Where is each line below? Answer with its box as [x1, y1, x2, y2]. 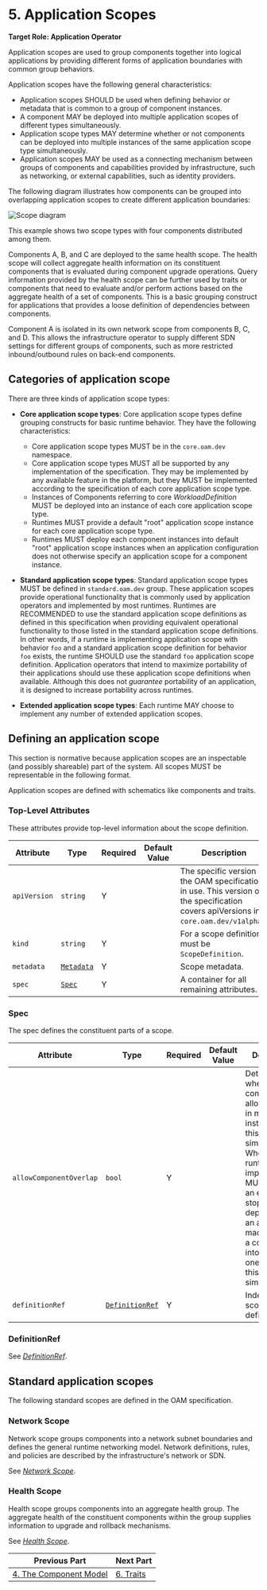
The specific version [180, 865, 257, 877]
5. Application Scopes [8, 6, 157, 24]
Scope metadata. [180, 961, 244, 972]
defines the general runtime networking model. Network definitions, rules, [8, 1442, 250, 1452]
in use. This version [180, 885, 253, 896]
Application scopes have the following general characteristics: [8, 80, 212, 89]
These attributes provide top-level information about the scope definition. [8, 823, 249, 833]
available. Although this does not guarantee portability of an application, [19, 676, 257, 686]
